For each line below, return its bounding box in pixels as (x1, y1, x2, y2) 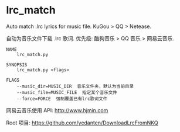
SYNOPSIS (6, 62, 28, 68)
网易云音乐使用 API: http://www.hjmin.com (6, 106, 108, 114)
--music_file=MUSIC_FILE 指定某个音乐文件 (16, 89, 117, 95)
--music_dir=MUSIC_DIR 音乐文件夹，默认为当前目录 (16, 83, 134, 89)
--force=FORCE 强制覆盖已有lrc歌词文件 (16, 96, 108, 102)
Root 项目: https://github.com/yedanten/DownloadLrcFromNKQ (6, 119, 158, 126)
